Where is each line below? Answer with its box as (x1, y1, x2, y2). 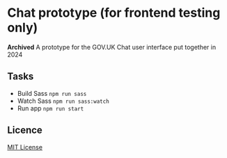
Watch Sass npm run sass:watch (17, 96, 109, 105)
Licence (7, 124, 43, 136)
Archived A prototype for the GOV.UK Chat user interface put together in (7, 43, 217, 51)
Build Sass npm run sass (17, 89, 87, 97)
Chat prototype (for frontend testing (7, 5, 221, 21)
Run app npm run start (17, 103, 84, 113)
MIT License (7, 143, 43, 151)
